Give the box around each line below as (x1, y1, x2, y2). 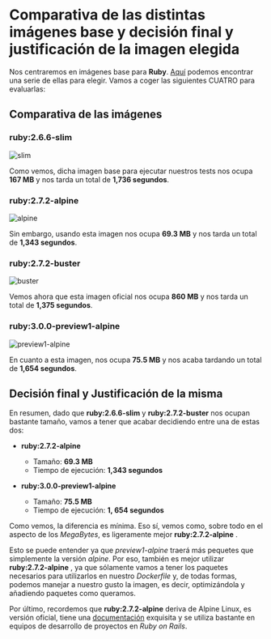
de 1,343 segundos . (9, 237, 78, 247)
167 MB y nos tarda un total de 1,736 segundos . (9, 174, 169, 184)
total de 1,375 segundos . (9, 300, 93, 310)
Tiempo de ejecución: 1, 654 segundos (32, 505, 164, 515)
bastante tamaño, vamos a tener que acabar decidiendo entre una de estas (9, 417, 260, 427)
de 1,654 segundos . (9, 363, 78, 373)
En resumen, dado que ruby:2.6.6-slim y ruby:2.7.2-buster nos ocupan (9, 408, 250, 418)
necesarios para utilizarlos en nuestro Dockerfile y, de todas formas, (9, 571, 237, 581)
